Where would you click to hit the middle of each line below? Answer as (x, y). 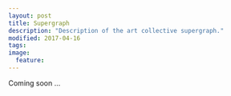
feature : (30, 61)
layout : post (30, 16)
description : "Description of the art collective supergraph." (116, 30)
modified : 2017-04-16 (45, 38)
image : (19, 53)
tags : (17, 46)
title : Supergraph (39, 23)
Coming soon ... (34, 83)
